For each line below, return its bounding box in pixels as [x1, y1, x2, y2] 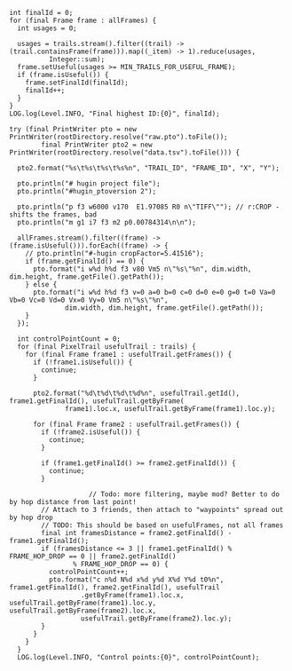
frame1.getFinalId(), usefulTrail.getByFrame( [9, 397, 185, 406]
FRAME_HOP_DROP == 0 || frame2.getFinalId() [9, 552, 177, 561]
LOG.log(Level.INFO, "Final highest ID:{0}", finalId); [9, 109, 220, 118]
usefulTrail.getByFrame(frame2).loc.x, [9, 606, 157, 615]
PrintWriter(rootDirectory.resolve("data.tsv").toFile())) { [9, 148, 241, 157]
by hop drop [9, 513, 53, 522]
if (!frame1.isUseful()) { [32, 358, 133, 367]
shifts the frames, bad [9, 210, 98, 219]
